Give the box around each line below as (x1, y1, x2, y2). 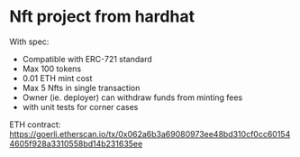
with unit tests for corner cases (22, 101, 139, 112)
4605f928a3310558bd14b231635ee (9, 138, 143, 149)
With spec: (9, 36, 50, 47)
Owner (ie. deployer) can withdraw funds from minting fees (22, 92, 243, 103)
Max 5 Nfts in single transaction (22, 82, 141, 93)
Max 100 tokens (22, 63, 82, 74)
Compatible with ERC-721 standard (22, 53, 153, 64)
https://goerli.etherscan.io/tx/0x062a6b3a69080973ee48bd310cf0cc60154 (9, 128, 291, 139)
